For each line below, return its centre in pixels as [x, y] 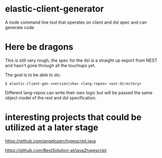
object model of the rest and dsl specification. [51, 98]
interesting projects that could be [73, 117]
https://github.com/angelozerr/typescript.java [50, 141]
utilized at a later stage [52, 128]
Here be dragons [39, 47]
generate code [20, 27]
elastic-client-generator [54, 9]
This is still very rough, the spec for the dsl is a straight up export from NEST [81, 60]
